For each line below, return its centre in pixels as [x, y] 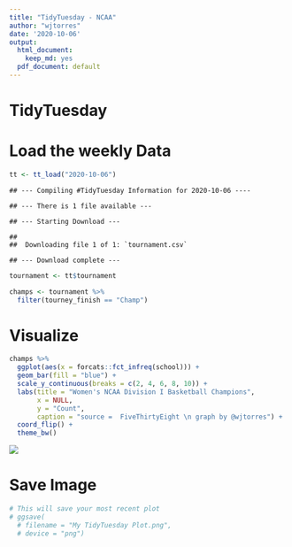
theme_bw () [37, 433]
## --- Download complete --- [65, 260]
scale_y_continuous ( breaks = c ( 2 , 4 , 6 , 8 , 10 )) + [112, 384]
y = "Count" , [61, 408]
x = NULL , [55, 400]
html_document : [45, 50]
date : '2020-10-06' [45, 34]
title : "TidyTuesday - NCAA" [63, 17]
